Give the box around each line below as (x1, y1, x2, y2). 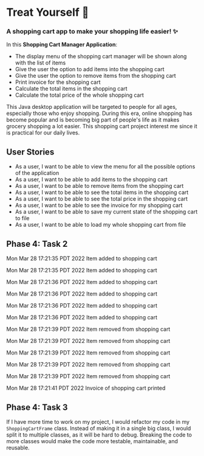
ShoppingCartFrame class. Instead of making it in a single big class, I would (6, 424, 191, 432)
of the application (15, 170, 59, 177)
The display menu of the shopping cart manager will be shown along (15, 53, 187, 60)
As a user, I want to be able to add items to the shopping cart (15, 176, 168, 183)
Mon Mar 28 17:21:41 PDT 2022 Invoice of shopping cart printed (6, 384, 166, 392)
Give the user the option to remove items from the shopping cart (15, 72, 176, 80)
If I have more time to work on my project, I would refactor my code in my (6, 418, 190, 425)
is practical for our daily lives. (6, 129, 80, 136)
